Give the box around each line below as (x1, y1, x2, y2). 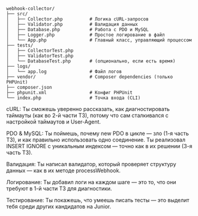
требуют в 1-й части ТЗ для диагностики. (6, 185, 112, 192)
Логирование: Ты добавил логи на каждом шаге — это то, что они (6, 179, 176, 185)
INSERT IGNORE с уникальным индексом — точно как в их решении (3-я (6, 143, 193, 149)
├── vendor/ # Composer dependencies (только (6, 74, 173, 80)
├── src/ (6, 11, 28, 17)
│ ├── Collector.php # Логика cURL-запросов (6, 16, 149, 22)
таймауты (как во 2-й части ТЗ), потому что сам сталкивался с (6, 112, 169, 119)
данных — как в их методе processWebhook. (6, 167, 121, 174)
